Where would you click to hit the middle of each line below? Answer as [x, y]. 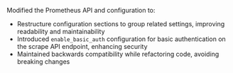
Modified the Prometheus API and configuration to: [81, 10]
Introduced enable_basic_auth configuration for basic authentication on [121, 39]
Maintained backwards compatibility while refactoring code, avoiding [118, 54]
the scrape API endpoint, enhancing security [82, 46]
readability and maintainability [61, 32]
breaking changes [43, 62]
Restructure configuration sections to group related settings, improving [121, 24]
